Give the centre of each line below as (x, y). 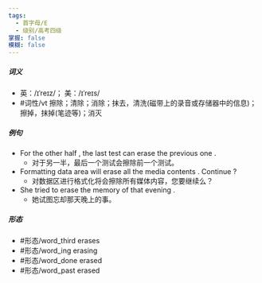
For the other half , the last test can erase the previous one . (118, 153)
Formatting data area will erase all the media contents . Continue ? (128, 172)
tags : (17, 16)
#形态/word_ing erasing (59, 250)
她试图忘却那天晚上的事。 (74, 200)
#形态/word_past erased (60, 270)
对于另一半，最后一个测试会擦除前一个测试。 (105, 163)
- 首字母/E (31, 23)
